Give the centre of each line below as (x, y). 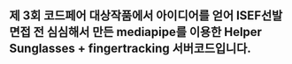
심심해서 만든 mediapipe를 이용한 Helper (154, 32)
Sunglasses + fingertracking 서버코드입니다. (131, 49)
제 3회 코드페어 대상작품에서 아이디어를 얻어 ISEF (135, 16)
